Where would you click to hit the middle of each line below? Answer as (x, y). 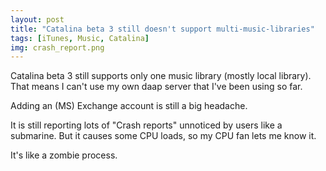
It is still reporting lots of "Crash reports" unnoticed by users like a (146, 125)
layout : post (37, 19)
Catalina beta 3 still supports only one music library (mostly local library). (161, 76)
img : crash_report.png (57, 47)
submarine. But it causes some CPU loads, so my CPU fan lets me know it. (163, 136)
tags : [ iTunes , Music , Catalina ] (80, 38)
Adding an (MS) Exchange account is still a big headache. (129, 106)
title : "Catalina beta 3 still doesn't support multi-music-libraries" (162, 29)
